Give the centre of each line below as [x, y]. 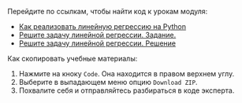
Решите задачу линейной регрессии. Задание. [97, 35]
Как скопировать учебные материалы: [73, 59]
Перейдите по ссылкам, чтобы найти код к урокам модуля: [108, 11]
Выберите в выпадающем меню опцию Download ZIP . [108, 82]
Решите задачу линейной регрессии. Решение [97, 43]
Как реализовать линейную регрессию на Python [102, 26]
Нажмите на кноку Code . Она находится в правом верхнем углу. [127, 74]
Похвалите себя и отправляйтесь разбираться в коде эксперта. [127, 90]
